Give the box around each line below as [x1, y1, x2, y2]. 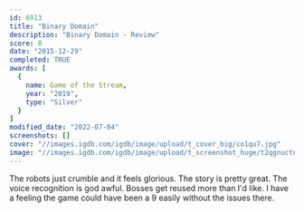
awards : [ [9, 64, 47, 73]
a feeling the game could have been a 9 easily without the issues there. [9, 192, 275, 203]
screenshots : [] [9, 131, 71, 140]
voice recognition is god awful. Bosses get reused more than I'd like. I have [9, 182, 290, 193]
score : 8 [9, 38, 43, 48]
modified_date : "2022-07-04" [9, 123, 119, 132]
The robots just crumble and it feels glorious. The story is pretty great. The [9, 173, 288, 184]
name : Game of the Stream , [25, 81, 128, 90]
